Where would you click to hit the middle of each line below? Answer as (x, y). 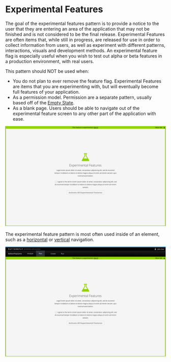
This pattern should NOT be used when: (47, 71)
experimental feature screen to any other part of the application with (84, 114)
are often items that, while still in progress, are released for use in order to (83, 40)
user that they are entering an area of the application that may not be (78, 29)
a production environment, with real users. (50, 61)
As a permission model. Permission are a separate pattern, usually (82, 97)
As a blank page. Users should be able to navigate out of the (76, 108)
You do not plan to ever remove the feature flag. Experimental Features (87, 81)
